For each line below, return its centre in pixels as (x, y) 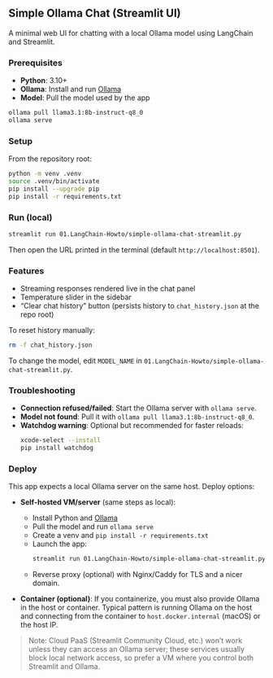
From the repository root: (50, 159)
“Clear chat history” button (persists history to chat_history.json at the (140, 306)
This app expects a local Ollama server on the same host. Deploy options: (132, 487)
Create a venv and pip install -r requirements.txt (120, 536)
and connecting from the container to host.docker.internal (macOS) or (140, 616)
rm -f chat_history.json (50, 345)
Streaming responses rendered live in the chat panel (108, 289)
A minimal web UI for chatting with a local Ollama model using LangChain (131, 33)
